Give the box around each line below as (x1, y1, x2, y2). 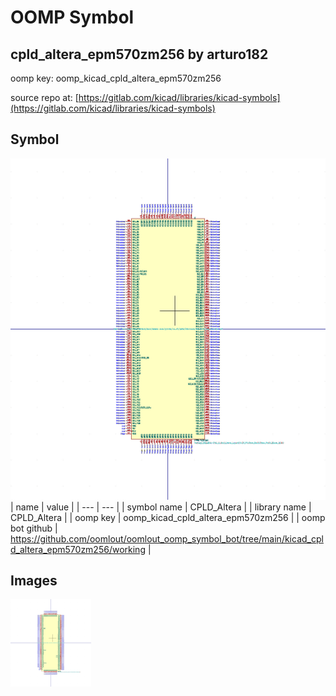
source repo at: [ (10, 92, 79, 103)
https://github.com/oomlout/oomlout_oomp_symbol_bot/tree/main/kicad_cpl (10, 532, 324, 545)
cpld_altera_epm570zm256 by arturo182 (10, 46, 269, 63)
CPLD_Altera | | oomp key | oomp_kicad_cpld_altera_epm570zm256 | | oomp (10, 511, 326, 523)
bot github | (10, 522, 58, 534)
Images (10, 572, 58, 590)
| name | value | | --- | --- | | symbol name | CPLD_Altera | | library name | (10, 501, 312, 513)
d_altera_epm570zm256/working (10, 543, 146, 555)
